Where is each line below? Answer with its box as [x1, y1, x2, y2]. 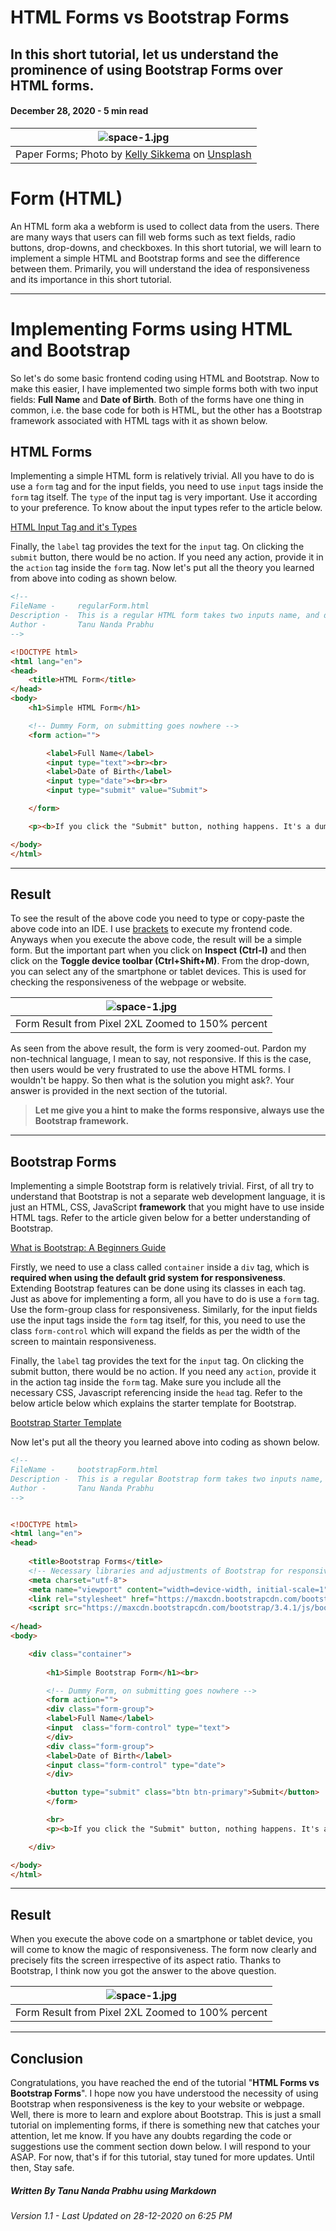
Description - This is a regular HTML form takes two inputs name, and [10, 611, 320, 621]
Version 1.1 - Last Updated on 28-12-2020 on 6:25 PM [10, 2210, 233, 2222]
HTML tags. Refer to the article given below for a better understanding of [10, 1212, 312, 1224]
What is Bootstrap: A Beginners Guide [10, 1242, 167, 1254]
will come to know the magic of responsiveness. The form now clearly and [10, 1944, 317, 1956]
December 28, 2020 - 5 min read [10, 105, 149, 117]
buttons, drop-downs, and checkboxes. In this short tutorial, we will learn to [10, 241, 322, 253]
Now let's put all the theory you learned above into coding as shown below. [10, 1436, 320, 1448]
